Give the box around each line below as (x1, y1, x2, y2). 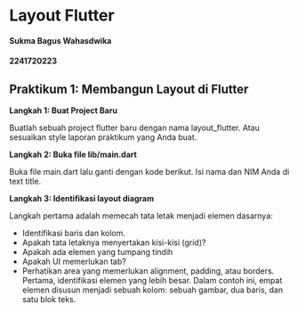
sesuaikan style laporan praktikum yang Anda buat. (9, 132, 197, 143)
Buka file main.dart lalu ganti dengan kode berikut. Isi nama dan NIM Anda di (9, 167, 290, 177)
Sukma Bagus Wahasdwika (9, 35, 112, 45)
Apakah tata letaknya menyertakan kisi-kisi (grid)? (21, 237, 206, 248)
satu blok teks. (21, 294, 77, 305)
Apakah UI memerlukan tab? (21, 256, 126, 267)
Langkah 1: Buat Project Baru (9, 105, 118, 116)
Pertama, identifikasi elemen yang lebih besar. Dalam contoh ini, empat (21, 275, 283, 286)
